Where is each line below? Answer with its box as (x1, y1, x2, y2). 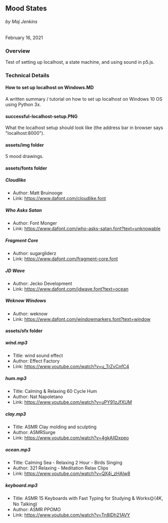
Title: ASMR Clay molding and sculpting (12, 424, 97, 430)
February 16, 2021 (5, 34, 43, 41)
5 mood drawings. (5, 153, 44, 159)
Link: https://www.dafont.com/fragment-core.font (12, 256, 118, 262)
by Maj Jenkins (5, 18, 38, 25)
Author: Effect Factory (12, 358, 60, 364)
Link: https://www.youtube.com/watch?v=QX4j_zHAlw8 (12, 471, 130, 477)
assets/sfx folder (5, 328, 43, 334)
